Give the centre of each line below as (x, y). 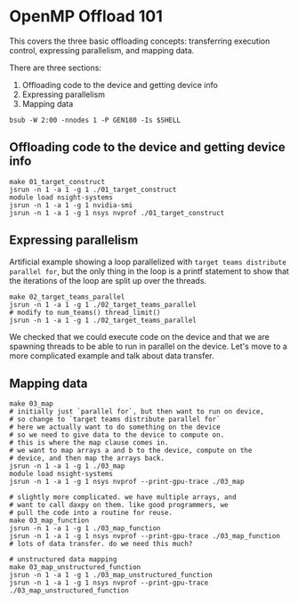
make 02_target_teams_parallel (67, 297)
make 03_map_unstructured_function (75, 568)
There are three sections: (56, 68)
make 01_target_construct (57, 181)
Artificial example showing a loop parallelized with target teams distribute (148, 262)
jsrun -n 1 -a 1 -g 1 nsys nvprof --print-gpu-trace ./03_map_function (145, 536)
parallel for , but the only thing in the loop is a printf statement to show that (149, 271)
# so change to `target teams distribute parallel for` (115, 420)
